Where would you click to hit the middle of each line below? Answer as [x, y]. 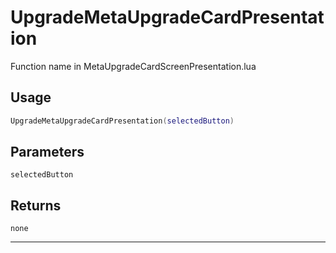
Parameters [47, 152]
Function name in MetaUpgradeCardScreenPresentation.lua [133, 66]
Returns [36, 205]
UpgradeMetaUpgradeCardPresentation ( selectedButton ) [122, 121]
